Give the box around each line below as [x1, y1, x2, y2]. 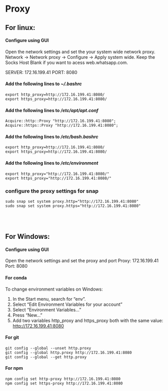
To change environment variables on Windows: [5, 286, 103, 292]
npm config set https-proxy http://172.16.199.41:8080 [5, 381, 123, 386]
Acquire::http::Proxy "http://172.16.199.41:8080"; [5, 119, 116, 124]
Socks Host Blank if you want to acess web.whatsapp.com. [5, 59, 128, 65]
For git [5, 334, 19, 340]
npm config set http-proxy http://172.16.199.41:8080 [5, 376, 121, 382]
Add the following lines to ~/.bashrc [5, 81, 82, 87]
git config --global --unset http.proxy [5, 345, 92, 350]
